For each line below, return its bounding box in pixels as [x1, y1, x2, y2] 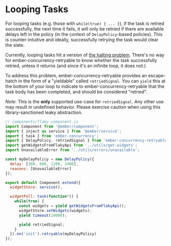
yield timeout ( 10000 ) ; [18, 212, 67, 218]
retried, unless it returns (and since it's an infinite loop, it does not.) [5, 63, 146, 69]
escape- [148, 72, 166, 78]
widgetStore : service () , [10, 184, 63, 190]
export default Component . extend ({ [5, 180, 81, 185]
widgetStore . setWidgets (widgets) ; [18, 208, 93, 213]
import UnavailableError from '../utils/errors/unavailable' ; [5, 147, 140, 153]
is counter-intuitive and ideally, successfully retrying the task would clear [5, 37, 159, 43]
